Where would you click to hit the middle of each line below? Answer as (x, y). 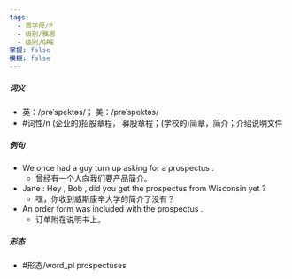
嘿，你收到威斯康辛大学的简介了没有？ (105, 198)
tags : (19, 17)
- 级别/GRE (36, 42)
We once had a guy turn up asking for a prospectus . (118, 167)
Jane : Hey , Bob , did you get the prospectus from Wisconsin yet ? (144, 188)
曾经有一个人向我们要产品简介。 (93, 178)
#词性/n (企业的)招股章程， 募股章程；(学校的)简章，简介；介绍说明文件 (152, 123)
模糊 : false (30, 58)
